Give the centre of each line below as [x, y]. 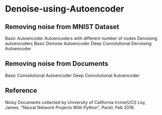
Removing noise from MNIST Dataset [62, 27]
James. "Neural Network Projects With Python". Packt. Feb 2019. [70, 107]
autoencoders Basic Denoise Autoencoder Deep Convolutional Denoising [78, 43]
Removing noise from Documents [57, 64]
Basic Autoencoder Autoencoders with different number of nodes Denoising [81, 38]
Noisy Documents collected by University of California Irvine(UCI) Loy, [76, 102]
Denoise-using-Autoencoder [65, 9]
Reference [21, 91]
